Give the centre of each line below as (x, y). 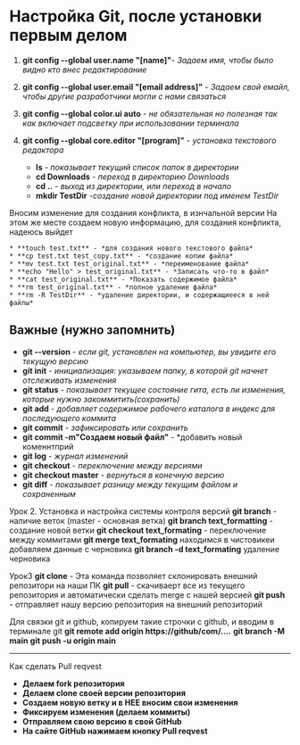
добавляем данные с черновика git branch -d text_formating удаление (144, 549)
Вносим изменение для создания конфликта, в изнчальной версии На (143, 212)
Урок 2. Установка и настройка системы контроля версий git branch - (143, 511)
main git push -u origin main (62, 641)
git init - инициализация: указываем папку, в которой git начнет (145, 370)
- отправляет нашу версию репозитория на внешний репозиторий (136, 604)
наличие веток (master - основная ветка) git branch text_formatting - (142, 520)
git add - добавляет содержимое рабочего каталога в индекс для (148, 409)
